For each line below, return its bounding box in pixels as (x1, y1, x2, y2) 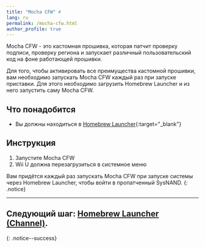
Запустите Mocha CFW (15, 154, 75, 161)
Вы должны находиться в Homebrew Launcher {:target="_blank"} (15, 120, 182, 128)
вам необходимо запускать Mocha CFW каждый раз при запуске (6, 74, 177, 81)
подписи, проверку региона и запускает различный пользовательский (6, 49, 192, 57)
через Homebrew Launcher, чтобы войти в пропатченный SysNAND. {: (6, 179, 188, 186)
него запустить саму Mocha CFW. (6, 86, 94, 94)
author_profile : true (6, 26, 62, 32)
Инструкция (6, 138, 56, 148)
